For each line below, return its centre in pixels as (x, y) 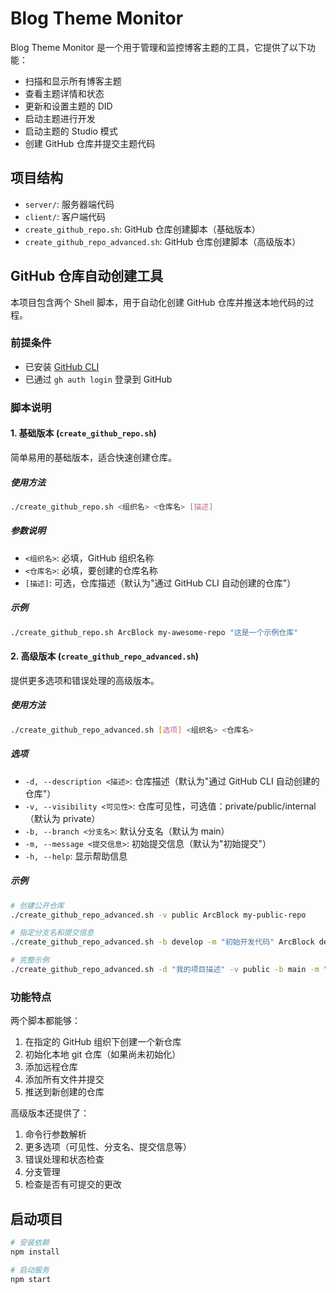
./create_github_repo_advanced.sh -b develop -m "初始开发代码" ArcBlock (162, 942)
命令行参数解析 (55, 1134)
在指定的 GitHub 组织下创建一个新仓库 (103, 1042)
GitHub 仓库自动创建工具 (87, 276)
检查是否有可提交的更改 (73, 1184)
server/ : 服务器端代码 (69, 204)
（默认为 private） (62, 818)
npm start (31, 1279)
